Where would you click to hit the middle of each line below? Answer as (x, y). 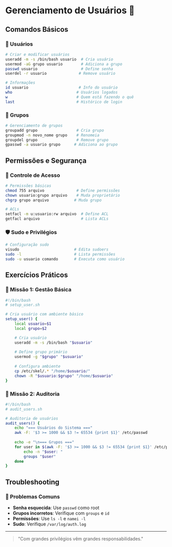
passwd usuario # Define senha (59, 69)
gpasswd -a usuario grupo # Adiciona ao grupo (61, 145)
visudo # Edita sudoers (57, 250)
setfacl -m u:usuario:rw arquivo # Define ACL (57, 214)
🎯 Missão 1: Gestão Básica (38, 290)
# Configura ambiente (37, 366)
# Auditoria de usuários (32, 418)
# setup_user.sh (23, 305)
